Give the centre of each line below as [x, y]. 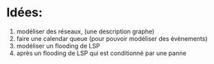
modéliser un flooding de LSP [58, 46]
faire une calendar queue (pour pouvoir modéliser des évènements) [112, 38]
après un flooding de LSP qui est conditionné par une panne [101, 53]
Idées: [24, 13]
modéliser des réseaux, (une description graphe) [85, 31]
